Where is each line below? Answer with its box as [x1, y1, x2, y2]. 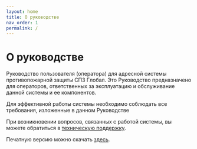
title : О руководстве [6, 14, 60, 20]
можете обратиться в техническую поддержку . [6, 125, 126, 132]
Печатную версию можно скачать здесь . [6, 136, 110, 143]
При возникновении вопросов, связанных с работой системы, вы [6, 118, 172, 125]
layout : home [6, 8, 38, 15]
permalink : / [6, 25, 38, 31]
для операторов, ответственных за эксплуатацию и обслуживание [6, 83, 175, 90]
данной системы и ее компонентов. [6, 89, 97, 96]
